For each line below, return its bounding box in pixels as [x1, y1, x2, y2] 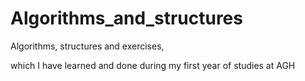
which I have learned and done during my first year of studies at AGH [10, 59, 296, 71]
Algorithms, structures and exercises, [10, 40, 165, 52]
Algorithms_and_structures [10, 7, 243, 30]
